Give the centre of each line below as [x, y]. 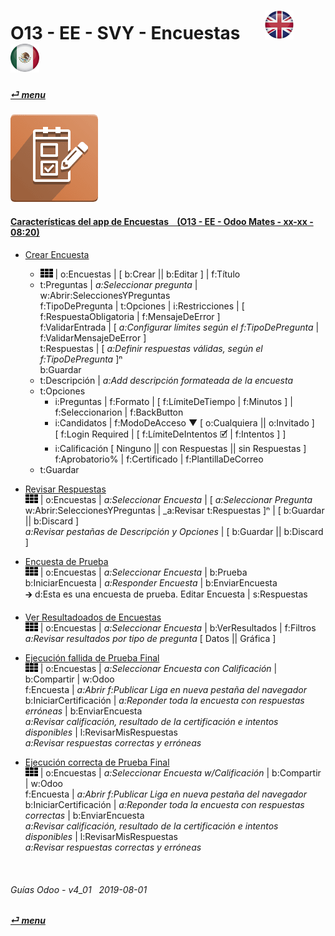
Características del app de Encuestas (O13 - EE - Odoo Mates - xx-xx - [162, 222]
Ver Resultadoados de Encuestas [93, 617]
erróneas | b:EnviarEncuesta [83, 711]
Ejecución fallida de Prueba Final [92, 657]
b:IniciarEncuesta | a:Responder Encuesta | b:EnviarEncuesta [151, 582]
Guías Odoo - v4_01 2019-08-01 [79, 889]
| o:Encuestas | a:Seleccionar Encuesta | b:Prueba [143, 572]
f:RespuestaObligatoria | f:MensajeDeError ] [130, 316]
